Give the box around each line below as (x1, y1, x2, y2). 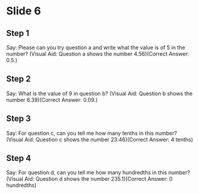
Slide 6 (6, 4, 41, 18)
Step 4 (6, 153, 32, 163)
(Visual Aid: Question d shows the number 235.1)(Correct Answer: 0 (6, 175, 173, 183)
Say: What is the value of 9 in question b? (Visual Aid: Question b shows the (6, 90, 193, 97)
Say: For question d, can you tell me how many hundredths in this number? (6, 169, 190, 176)
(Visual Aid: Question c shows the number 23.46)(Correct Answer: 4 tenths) (6, 136, 193, 143)
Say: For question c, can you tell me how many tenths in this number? (6, 129, 177, 137)
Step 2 (6, 74, 31, 84)
